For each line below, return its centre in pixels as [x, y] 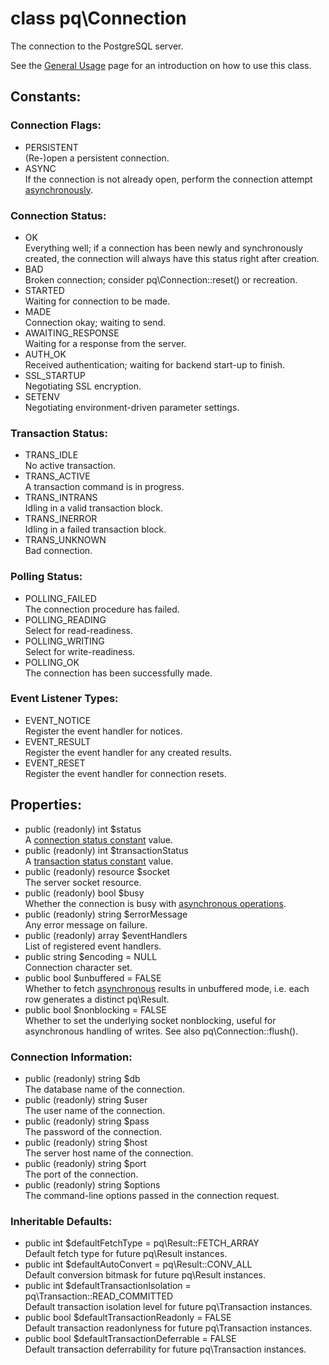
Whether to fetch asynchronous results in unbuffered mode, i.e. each [167, 988]
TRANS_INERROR [61, 519]
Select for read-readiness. [79, 630]
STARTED [44, 290]
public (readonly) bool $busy [84, 893]
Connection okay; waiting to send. [95, 322]
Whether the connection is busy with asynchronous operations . [155, 903]
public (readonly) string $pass [87, 1121]
